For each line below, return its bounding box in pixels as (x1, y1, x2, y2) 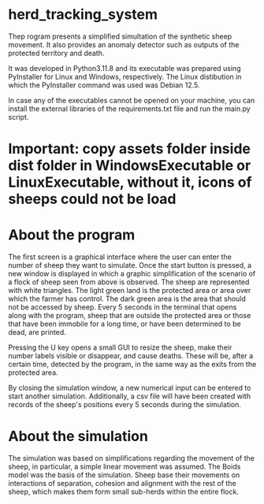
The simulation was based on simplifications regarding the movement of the (8, 454, 255, 462)
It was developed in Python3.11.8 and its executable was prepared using (8, 63, 241, 72)
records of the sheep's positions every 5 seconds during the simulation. (8, 400, 242, 409)
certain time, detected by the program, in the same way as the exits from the (8, 360, 257, 369)
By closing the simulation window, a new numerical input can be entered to (8, 384, 251, 393)
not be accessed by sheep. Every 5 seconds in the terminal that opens (8, 302, 237, 312)
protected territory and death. (8, 48, 105, 57)
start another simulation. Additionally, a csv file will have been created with (8, 391, 251, 401)
